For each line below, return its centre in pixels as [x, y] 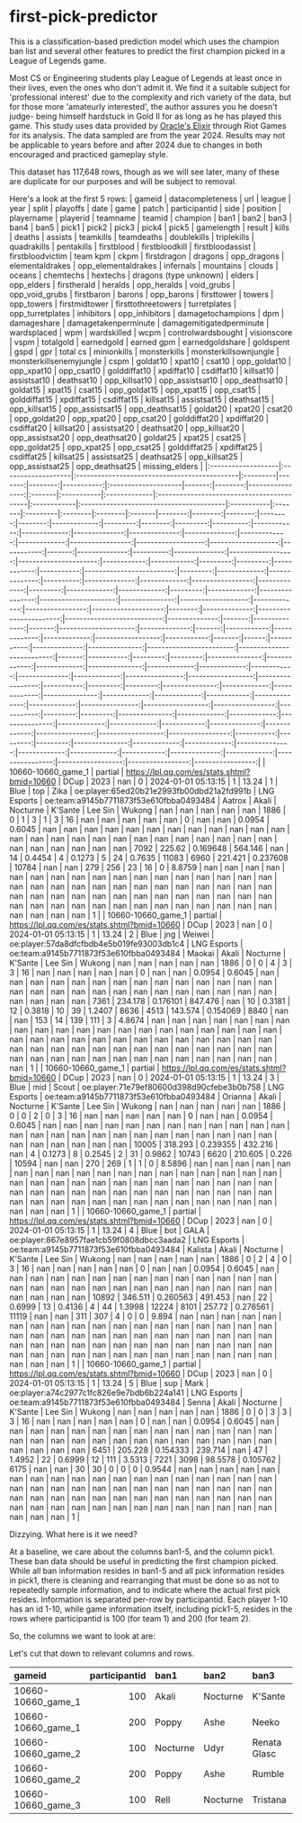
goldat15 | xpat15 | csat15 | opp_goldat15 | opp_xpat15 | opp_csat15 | [135, 389]
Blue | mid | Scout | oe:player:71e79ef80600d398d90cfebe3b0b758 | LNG [147, 1087]
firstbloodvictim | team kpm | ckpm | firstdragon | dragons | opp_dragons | [147, 256]
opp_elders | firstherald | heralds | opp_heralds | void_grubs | [122, 284]
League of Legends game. [58, 60]
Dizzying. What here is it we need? [73, 1534]
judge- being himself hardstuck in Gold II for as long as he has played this [146, 116]
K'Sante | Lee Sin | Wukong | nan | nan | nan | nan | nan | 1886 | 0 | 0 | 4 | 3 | [151, 963]
